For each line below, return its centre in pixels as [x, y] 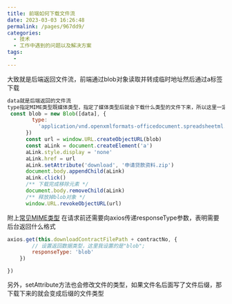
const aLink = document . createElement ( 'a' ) [89, 146]
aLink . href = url [50, 159]
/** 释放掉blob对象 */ [56, 197]
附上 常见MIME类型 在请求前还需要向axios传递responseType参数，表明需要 [113, 218]
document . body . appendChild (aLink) [75, 171]
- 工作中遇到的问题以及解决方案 [52, 46]
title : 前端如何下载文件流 [41, 13]
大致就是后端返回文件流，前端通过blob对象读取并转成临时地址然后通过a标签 [115, 79]
